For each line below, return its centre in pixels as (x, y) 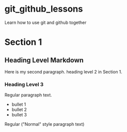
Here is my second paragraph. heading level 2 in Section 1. (63, 72)
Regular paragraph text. (28, 95)
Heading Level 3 (24, 84)
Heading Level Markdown (44, 60)
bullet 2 (19, 110)
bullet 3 (19, 115)
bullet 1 (19, 104)
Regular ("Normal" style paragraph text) (45, 124)
